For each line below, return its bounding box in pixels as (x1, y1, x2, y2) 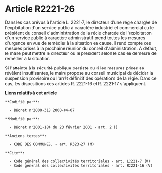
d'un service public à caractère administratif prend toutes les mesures (5, 35, 146, 41)
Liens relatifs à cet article (5, 90, 57, 96)
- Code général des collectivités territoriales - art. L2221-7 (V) (9, 159, 151, 164)
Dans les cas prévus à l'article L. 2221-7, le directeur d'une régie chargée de (5, 19, 157, 25)
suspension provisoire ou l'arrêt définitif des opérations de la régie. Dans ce (5, 75, 157, 81)
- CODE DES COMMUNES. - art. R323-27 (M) (9, 142, 95, 147)
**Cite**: (5, 150, 25, 155)
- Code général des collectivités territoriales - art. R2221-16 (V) (9, 163, 153, 168)
